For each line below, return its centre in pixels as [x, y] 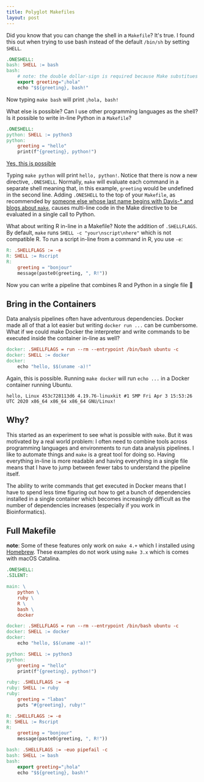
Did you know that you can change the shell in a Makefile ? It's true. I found [100, 35]
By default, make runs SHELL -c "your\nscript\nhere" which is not [89, 233]
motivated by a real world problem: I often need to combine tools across [97, 441]
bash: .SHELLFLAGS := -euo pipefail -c [57, 750]
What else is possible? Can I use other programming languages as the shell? [102, 111]
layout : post [23, 18]
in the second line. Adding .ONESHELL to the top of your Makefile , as [91, 195]
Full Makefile [31, 531]
